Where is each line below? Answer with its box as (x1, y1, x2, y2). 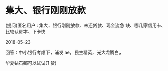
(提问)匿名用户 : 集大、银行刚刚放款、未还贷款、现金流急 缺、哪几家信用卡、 (5, 22, 166, 28)
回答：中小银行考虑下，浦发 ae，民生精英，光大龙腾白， (5, 49, 124, 55)
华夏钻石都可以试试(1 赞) (5, 60, 57, 66)
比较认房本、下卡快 (5, 28, 46, 34)
